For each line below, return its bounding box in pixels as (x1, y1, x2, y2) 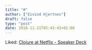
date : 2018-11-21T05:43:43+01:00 (5, 26, 75, 31)
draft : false (5, 16, 32, 21)
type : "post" (5, 21, 32, 26)
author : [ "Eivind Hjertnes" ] (5, 12, 66, 17)
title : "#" (5, 7, 28, 12)
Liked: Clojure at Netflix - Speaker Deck (5, 39, 86, 45)
